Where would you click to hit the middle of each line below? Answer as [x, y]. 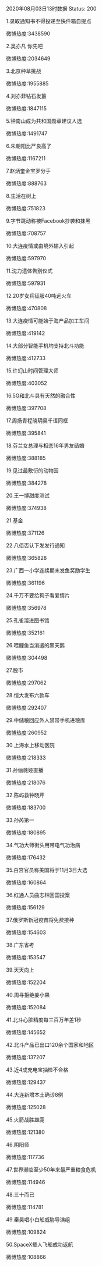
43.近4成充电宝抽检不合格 [37, 1070]
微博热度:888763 [27, 183]
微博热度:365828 [27, 558]
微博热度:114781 [25, 1207]
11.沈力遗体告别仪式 [29, 271]
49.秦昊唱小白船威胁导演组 [38, 1220]
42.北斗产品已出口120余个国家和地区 [50, 1045]
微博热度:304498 [27, 658]
